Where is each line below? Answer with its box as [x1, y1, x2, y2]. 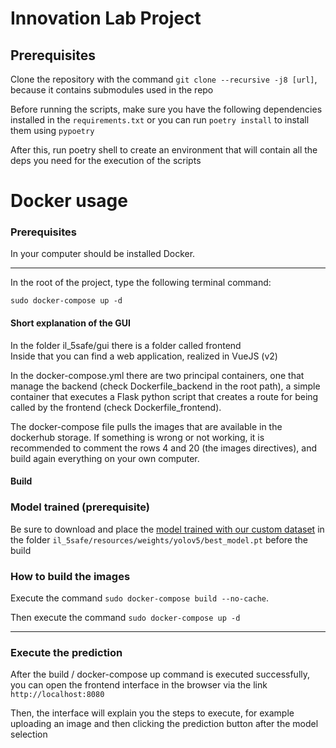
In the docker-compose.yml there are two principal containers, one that [10, 369, 305, 381]
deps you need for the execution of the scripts [10, 155, 202, 166]
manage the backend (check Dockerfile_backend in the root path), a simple [10, 380, 321, 392]
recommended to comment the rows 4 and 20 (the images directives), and [10, 442, 318, 454]
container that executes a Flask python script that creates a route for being [10, 390, 319, 402]
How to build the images [10, 569, 131, 583]
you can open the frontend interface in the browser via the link [10, 679, 268, 691]
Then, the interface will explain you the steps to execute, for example [10, 707, 295, 719]
